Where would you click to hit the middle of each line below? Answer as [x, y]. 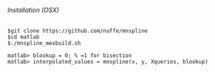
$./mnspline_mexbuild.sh [44, 43]
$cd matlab [23, 37]
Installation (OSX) [33, 10]
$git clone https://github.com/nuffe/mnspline [78, 31]
